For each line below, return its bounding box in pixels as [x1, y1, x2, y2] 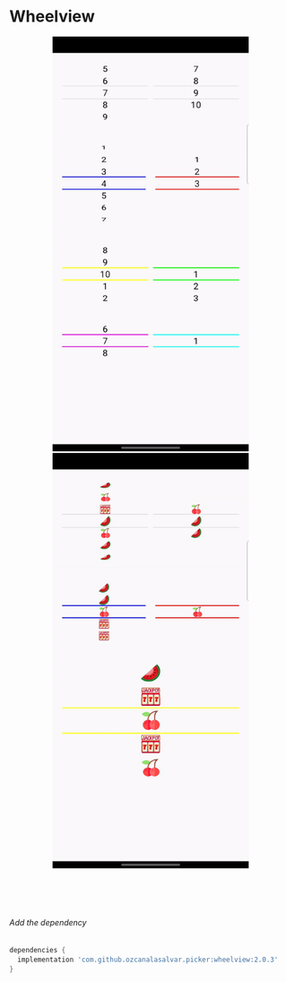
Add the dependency [9, 917, 87, 927]
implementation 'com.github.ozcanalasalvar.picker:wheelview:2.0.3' [17, 955, 279, 964]
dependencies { [9, 946, 66, 955]
